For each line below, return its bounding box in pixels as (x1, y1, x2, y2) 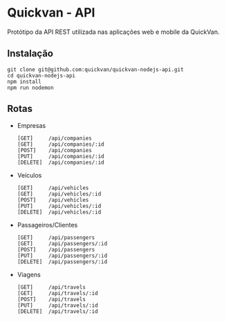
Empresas (17, 121, 46, 129)
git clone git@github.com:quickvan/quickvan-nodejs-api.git (7, 66, 185, 73)
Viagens (17, 270, 41, 278)
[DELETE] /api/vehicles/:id (17, 209, 102, 216)
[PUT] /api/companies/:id (17, 153, 105, 160)
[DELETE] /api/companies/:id (17, 159, 105, 166)
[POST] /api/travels (17, 296, 86, 303)
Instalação (7, 48, 54, 59)
